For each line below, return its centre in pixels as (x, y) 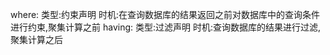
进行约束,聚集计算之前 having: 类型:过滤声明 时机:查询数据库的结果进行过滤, (166, 27)
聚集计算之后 (36, 39)
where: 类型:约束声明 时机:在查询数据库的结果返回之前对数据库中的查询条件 (165, 14)
